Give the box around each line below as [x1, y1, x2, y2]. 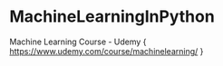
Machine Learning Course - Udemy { [9, 36, 147, 47]
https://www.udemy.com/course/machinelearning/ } [9, 45, 204, 56]
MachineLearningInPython [9, 6, 215, 27]
